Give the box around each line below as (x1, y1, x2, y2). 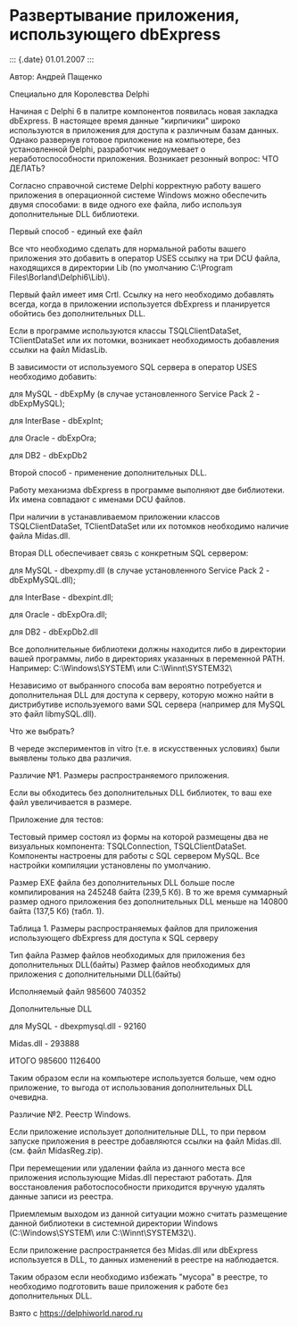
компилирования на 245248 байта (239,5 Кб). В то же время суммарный (9, 886, 288, 897)
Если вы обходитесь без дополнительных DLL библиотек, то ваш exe (9, 787, 272, 798)
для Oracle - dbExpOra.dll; (9, 609, 108, 619)
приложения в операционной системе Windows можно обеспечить (9, 189, 268, 200)
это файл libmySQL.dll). (9, 708, 96, 719)
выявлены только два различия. (9, 752, 132, 763)
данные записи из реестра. (9, 1190, 114, 1202)
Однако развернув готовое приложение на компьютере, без (9, 134, 241, 145)
